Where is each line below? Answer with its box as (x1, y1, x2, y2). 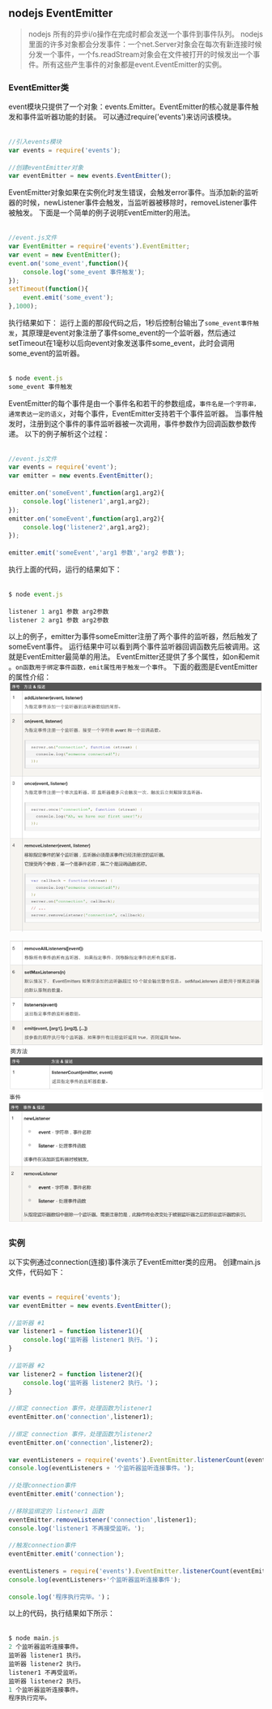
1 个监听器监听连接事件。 (8, 1685, 83, 1694)
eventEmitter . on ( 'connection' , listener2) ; (8, 1439, 154, 1447)
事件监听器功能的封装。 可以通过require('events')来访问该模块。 (22, 112, 236, 122)
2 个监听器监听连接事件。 (8, 1643, 83, 1651)
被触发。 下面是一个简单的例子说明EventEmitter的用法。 (8, 208, 195, 218)
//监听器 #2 (8, 1362, 45, 1370)
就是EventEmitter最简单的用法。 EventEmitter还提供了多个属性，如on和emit (8, 652, 261, 662)
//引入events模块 (8, 137, 62, 145)
